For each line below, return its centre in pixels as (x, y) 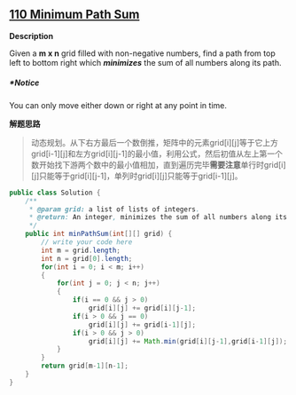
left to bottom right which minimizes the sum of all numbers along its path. (145, 62)
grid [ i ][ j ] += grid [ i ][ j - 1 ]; (142, 308)
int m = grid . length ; (81, 250)
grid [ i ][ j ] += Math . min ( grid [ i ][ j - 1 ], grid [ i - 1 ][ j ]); (188, 341)
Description (31, 36)
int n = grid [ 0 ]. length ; (87, 258)
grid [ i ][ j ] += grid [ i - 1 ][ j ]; (142, 324)
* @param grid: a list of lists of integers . (114, 209)
